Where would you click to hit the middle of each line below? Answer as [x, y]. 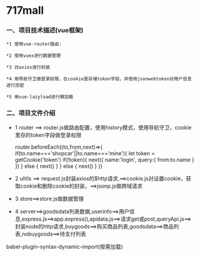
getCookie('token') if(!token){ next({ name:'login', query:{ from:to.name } [104, 159]
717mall [25, 10]
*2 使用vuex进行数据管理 [34, 56]
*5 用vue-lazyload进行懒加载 [40, 97]
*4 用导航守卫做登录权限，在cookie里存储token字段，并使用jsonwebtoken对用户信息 [99, 79]
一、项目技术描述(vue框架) [45, 31]
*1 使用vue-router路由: [34, 44]
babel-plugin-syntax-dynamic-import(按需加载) [65, 246]
